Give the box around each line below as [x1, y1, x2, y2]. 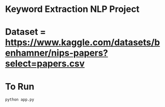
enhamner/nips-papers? [5, 47, 108, 59]
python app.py [5, 97, 35, 103]
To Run [5, 81, 35, 92]
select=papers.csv [5, 58, 85, 69]
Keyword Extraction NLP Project [5, 3, 140, 15]
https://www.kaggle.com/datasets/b [5, 37, 160, 48]
